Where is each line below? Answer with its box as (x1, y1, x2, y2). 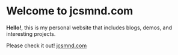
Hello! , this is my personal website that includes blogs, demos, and (6, 24, 173, 31)
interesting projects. (6, 30, 56, 37)
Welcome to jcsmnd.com (6, 4, 133, 18)
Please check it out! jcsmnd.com (6, 42, 87, 49)
